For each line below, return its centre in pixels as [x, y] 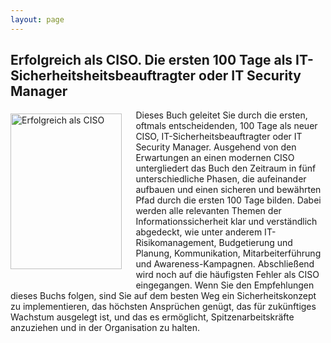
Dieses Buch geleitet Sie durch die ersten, [221, 115]
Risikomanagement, [176, 243]
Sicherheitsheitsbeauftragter [103, 76]
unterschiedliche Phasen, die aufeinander [221, 179]
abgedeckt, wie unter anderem [199, 232]
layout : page [37, 19]
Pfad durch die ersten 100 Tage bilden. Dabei [228, 200]
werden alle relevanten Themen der [208, 211]
